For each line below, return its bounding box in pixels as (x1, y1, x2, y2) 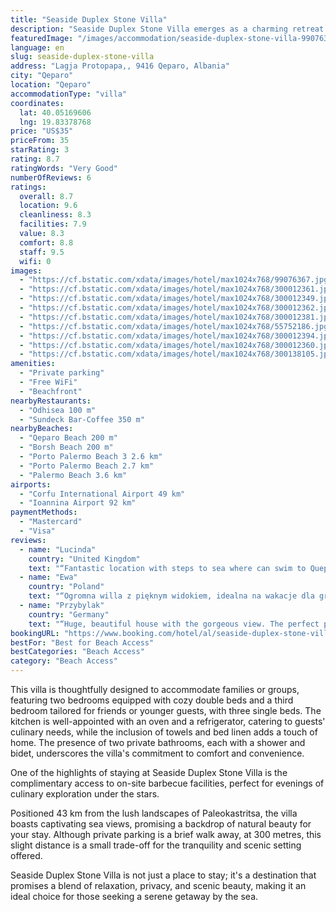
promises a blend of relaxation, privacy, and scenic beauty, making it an (10, 880, 307, 891)
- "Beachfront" (19, 386, 83, 396)
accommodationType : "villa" (10, 89, 128, 99)
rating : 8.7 (10, 154, 60, 164)
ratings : (10, 182, 47, 192)
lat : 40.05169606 (19, 107, 92, 118)
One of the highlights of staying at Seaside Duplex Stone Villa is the (10, 767, 288, 778)
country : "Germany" (28, 609, 110, 620)
